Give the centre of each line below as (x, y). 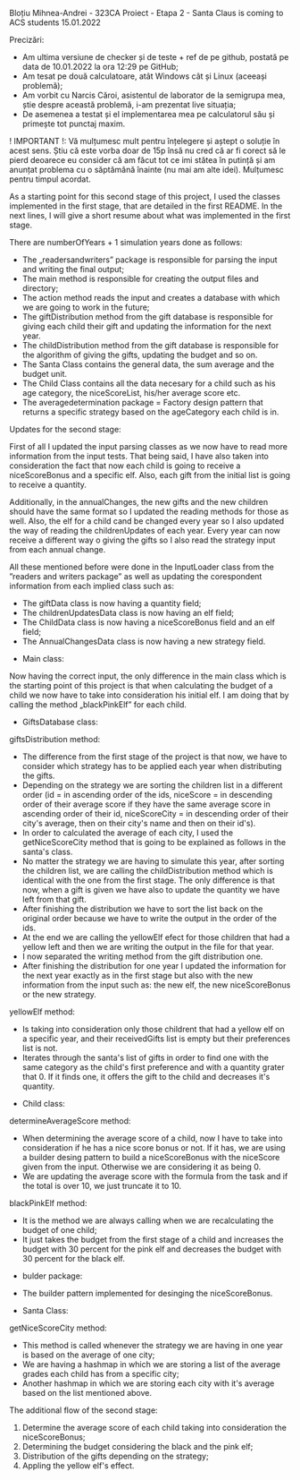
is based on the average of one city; (88, 1355)
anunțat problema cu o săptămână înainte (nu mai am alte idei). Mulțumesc (146, 170)
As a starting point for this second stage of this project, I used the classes (145, 197)
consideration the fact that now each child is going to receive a (125, 466)
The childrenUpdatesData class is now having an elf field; (128, 613)
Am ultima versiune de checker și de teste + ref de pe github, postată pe (155, 57)
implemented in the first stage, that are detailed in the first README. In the (146, 206)
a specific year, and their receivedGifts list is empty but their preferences (156, 1039)
